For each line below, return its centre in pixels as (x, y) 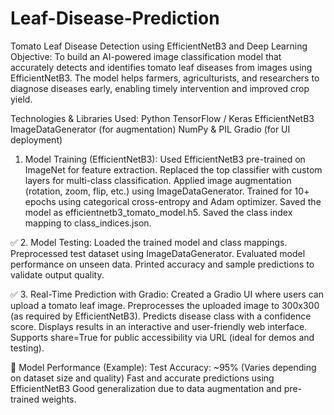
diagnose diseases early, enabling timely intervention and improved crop (160, 88)
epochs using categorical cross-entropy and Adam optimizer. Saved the (173, 201)
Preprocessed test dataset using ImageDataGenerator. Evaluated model (158, 253)
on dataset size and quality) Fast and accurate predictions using (142, 378)
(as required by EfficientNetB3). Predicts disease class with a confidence (161, 316)
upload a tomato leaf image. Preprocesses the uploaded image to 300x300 (165, 305)
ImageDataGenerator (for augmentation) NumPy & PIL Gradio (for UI (150, 129)
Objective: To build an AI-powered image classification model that (146, 56)
